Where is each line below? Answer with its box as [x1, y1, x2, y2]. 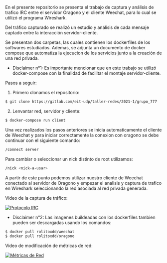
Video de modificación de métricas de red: [5, 243, 93, 249]
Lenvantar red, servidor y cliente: [12, 108, 81, 114]
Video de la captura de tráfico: [5, 195, 68, 201]
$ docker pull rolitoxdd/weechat [5, 229, 75, 234]
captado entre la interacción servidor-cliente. [5, 30, 98, 35]
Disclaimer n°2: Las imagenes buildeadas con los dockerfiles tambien [12, 214, 156, 220]
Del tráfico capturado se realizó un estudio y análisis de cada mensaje [5, 24, 150, 30]
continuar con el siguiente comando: [5, 137, 81, 143]
